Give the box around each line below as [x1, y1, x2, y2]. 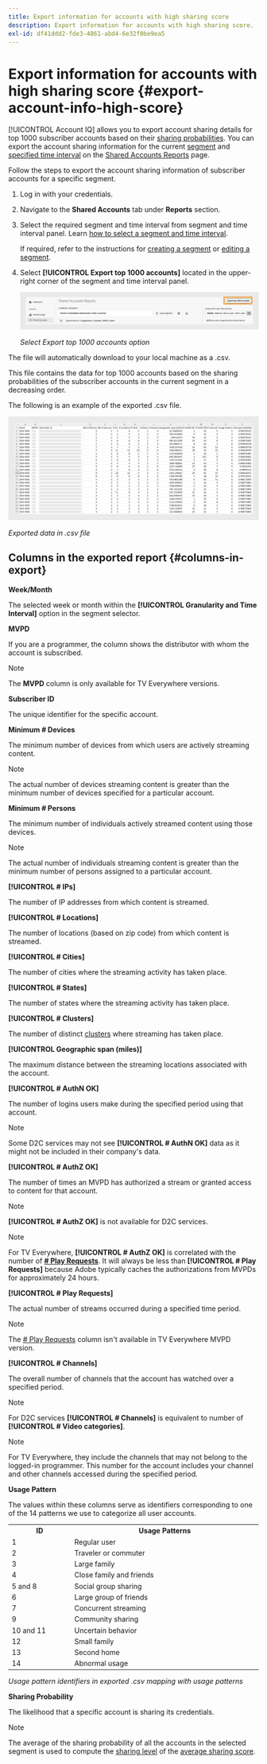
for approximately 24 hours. [8, 1273, 99, 1282]
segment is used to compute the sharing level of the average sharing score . [8, 1746, 256, 1756]
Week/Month [8, 584, 53, 594]
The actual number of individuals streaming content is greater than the [8, 858, 239, 867]
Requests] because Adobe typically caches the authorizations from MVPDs [8, 1264, 257, 1274]
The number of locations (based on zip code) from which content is [8, 928, 230, 937]
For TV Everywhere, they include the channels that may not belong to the [8, 1452, 248, 1462]
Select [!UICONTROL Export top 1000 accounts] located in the [19, 268, 227, 277]
